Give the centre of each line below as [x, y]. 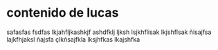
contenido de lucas [63, 13]
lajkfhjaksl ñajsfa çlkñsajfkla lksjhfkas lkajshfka [73, 39]
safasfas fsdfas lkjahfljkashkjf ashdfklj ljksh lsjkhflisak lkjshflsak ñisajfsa [109, 32]
